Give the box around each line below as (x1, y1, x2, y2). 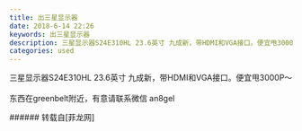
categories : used (9, 47, 75, 56)
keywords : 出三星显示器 (9, 30, 90, 39)
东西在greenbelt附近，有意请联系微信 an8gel (9, 93, 175, 104)
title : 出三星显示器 (9, 13, 78, 22)
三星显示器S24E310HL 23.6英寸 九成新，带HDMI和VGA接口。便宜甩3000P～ (9, 73, 293, 83)
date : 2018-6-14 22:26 (9, 22, 94, 31)
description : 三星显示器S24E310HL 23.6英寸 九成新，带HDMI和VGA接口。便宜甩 (9, 38, 278, 48)
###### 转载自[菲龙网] (9, 112, 95, 123)
